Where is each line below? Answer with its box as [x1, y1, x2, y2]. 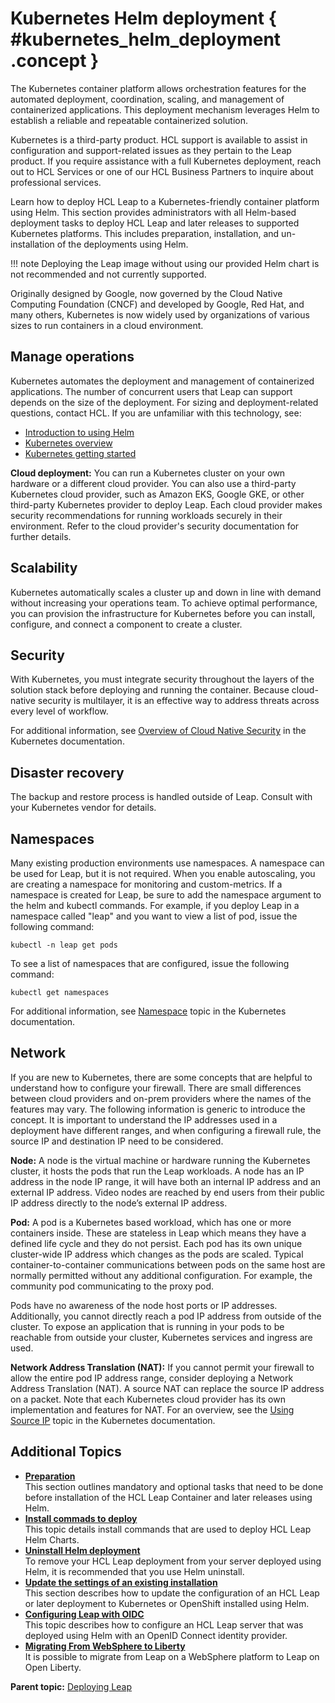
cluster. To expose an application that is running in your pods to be [10, 1320, 285, 1332]
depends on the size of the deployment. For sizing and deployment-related [10, 396, 319, 408]
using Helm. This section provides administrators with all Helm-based [10, 206, 297, 218]
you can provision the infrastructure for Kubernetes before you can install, [10, 607, 316, 619]
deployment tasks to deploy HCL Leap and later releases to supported [10, 217, 300, 229]
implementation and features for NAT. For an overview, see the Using [10, 1403, 295, 1416]
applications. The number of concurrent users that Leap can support [10, 385, 293, 397]
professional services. [10, 176, 102, 188]
